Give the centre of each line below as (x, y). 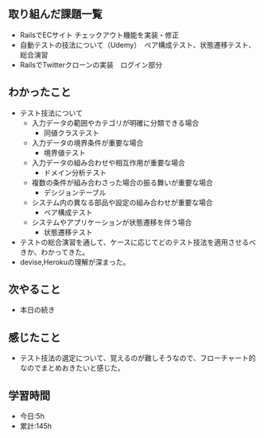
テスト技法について (51, 113)
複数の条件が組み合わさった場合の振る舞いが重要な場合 (122, 182)
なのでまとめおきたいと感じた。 (72, 368)
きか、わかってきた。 (54, 252)
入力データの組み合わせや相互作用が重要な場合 (108, 162)
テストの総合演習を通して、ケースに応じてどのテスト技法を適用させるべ (138, 242)
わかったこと (40, 93)
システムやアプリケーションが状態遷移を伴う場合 (112, 222)
